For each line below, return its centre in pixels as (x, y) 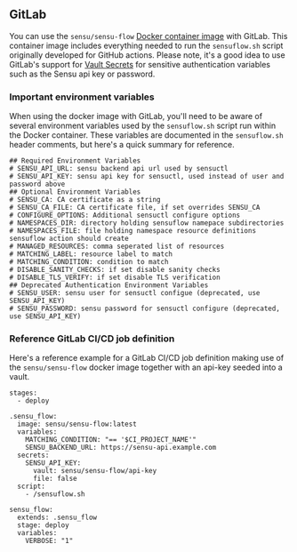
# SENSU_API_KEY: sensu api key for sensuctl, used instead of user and (147, 177)
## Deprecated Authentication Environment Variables (109, 285)
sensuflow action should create (69, 239)
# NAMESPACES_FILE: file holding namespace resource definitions (132, 231)
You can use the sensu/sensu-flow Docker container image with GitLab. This (148, 36)
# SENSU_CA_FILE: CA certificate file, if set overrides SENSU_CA (135, 208)
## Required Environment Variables (75, 161)
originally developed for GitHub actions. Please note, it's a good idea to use (148, 55)
